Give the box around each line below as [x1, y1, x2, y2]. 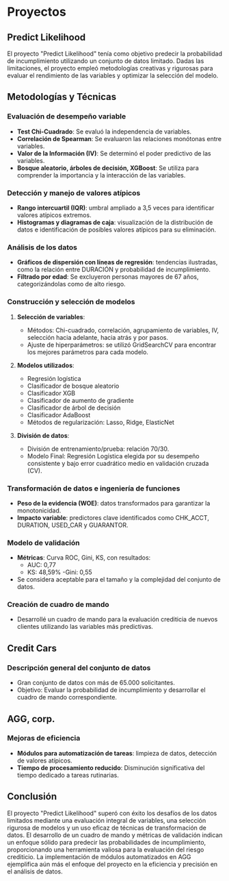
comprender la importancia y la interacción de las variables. [16, 171, 186, 179]
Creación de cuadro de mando [7, 600, 109, 610]
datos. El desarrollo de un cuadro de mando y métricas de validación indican [7, 830, 223, 839]
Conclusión [7, 791, 57, 802]
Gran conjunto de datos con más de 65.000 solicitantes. [16, 679, 176, 687]
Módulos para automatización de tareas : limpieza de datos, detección [16, 749, 217, 757]
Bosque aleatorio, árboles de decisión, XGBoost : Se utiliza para [16, 164, 200, 172]
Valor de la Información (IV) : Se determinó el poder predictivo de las [16, 149, 211, 158]
